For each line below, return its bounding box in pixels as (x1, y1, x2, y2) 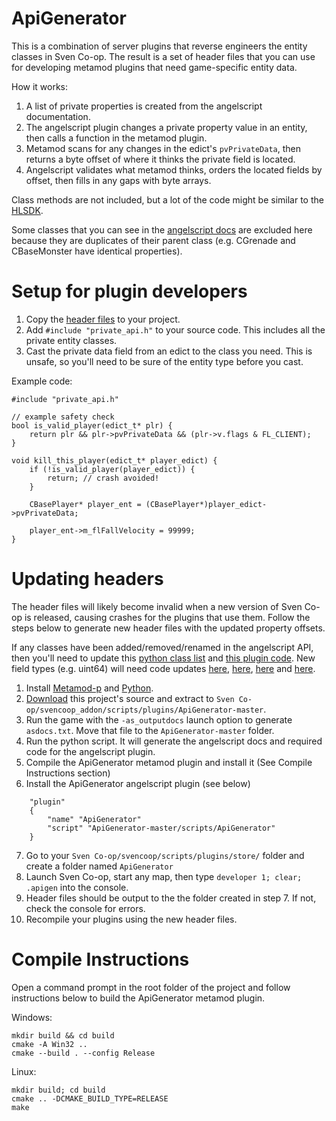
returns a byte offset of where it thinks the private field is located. (25, 153, 296, 165)
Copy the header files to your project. (25, 313, 181, 325)
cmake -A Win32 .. (11, 1039, 88, 1049)
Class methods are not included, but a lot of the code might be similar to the (11, 193, 324, 206)
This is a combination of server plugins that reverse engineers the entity (11, 40, 308, 52)
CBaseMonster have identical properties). (11, 245, 183, 257)
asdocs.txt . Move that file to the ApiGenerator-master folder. (25, 724, 275, 736)
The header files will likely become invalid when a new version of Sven (11, 600, 303, 612)
